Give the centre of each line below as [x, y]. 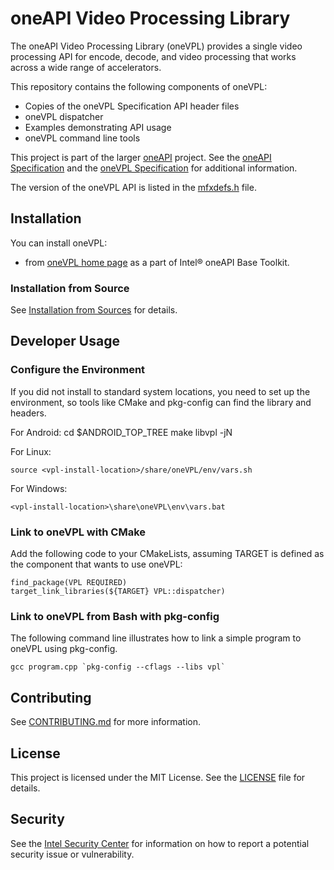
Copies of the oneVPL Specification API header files [132, 106]
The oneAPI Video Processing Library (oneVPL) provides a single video [156, 46]
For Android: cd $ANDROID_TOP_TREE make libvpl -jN [121, 432]
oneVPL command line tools [82, 138]
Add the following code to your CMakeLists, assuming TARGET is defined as [167, 554]
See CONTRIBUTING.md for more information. [106, 722]
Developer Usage [65, 341]
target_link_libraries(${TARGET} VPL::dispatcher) [118, 592]
